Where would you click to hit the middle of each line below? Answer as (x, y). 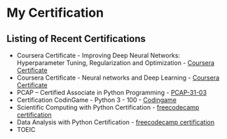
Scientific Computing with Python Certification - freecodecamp (108, 107)
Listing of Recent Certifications (76, 39)
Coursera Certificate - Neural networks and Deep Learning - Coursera (118, 78)
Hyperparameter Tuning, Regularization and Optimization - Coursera (116, 63)
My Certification (55, 13)
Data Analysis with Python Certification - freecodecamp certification (116, 122)
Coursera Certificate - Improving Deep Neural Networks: (98, 55)
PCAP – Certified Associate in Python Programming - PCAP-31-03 (112, 93)
